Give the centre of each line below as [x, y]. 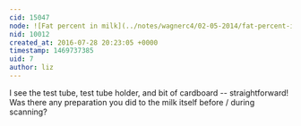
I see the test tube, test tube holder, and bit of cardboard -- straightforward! [149, 92]
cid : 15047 [30, 17]
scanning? [28, 112]
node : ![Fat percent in [54, 26]
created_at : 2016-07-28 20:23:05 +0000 [84, 42]
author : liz [31, 68]
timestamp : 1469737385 [52, 51]
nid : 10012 [30, 34]
